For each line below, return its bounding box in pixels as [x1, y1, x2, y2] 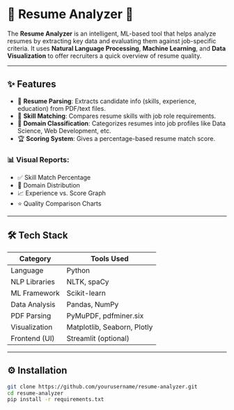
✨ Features [7, 78, 56, 90]
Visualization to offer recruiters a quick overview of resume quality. [7, 52, 202, 60]
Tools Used [90, 254, 129, 264]
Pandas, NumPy [66, 299, 119, 309]
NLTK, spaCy [66, 277, 109, 287]
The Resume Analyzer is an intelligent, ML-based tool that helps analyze [7, 29, 217, 38]
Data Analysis [10, 299, 56, 309]
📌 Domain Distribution [17, 181, 80, 190]
